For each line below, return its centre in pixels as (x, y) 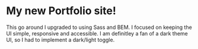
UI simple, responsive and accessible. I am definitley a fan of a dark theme (97, 33)
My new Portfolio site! (61, 11)
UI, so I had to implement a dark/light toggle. (60, 40)
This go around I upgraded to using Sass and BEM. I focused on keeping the (99, 27)
